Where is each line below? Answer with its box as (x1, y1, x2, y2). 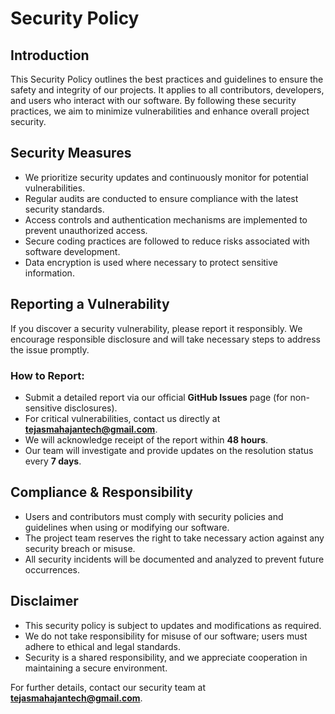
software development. (24, 245, 121, 257)
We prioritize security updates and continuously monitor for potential (24, 171, 309, 183)
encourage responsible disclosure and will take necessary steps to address (10, 333, 321, 345)
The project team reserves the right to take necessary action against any (24, 532, 325, 544)
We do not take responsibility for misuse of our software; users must (24, 630, 308, 642)
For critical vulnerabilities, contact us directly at (24, 412, 221, 424)
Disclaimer (10, 593, 79, 610)
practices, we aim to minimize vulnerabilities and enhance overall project (10, 105, 310, 117)
